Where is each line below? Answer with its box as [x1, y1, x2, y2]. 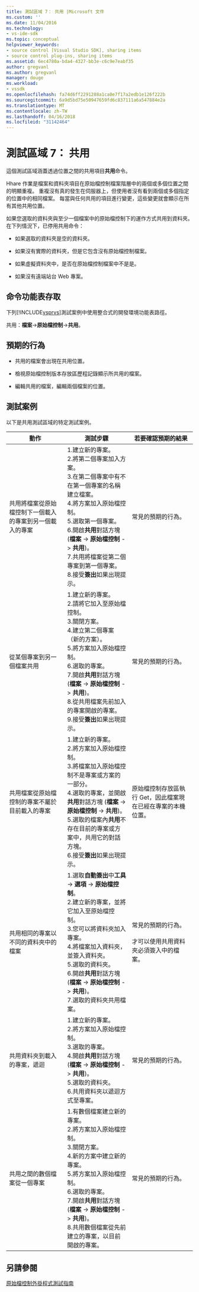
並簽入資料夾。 [67, 951, 109, 959]
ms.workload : [6, 81, 38, 87]
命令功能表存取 [6, 292, 61, 302]
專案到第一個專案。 [67, 561, 121, 570]
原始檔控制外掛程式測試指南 [6, 1280, 74, 1287]
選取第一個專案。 [72, 517, 120, 525]
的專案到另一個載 [9, 517, 57, 525]
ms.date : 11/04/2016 [6, 20, 57, 26]
